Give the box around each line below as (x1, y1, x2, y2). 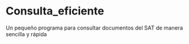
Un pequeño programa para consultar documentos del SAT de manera (6, 24, 183, 31)
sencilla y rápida (6, 30, 47, 37)
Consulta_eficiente (6, 4, 105, 18)
